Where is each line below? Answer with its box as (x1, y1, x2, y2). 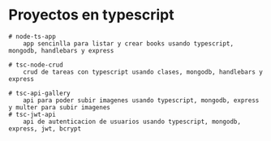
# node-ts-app (8, 32, 57, 41)
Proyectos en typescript (8, 6, 174, 24)
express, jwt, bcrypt (8, 124, 82, 133)
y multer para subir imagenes (8, 103, 111, 111)
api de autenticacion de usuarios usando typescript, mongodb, (23, 117, 242, 126)
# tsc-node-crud (8, 61, 63, 69)
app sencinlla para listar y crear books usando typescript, (23, 39, 234, 48)
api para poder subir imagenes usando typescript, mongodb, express (23, 96, 260, 105)
